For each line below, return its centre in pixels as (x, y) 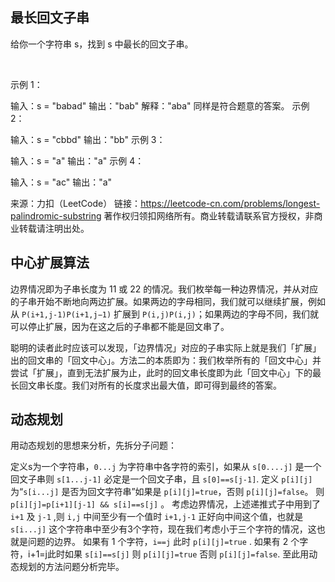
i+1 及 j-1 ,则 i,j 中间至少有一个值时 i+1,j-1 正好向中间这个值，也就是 (157, 517)
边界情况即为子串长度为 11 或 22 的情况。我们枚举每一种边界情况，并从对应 (164, 289)
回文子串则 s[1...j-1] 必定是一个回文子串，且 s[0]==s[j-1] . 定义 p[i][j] (161, 479)
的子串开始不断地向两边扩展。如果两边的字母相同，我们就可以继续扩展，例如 (168, 301)
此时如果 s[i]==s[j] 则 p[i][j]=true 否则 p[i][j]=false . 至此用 (178, 554)
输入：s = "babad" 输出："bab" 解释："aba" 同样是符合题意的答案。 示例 (160, 105)
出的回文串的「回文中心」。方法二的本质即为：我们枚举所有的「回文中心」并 (166, 360)
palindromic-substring (56, 215)
